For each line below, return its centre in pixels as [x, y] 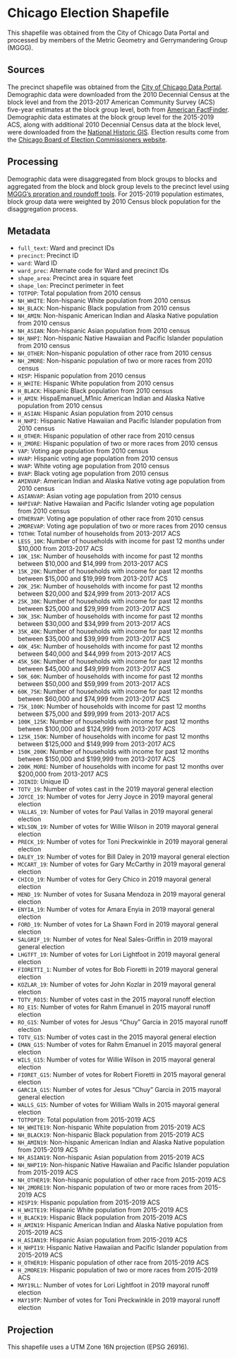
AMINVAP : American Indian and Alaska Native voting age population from [121, 481]
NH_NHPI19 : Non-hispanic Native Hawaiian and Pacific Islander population [123, 1165]
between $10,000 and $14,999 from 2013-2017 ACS [92, 564]
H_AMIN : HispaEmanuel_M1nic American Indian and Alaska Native [111, 398]
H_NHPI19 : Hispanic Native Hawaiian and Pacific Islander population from [122, 1248]
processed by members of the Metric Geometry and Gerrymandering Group [117, 40]
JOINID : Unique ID [43, 782]
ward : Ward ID [37, 263]
